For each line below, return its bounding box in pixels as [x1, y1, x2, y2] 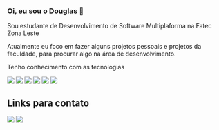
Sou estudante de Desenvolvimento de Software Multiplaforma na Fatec [7, 22, 212, 30]
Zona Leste [7, 29, 39, 37]
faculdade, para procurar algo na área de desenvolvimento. [7, 50, 176, 58]
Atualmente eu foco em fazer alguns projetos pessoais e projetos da [7, 43, 202, 51]
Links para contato [7, 97, 90, 109]
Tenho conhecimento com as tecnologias [7, 63, 125, 72]
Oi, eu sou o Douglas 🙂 [7, 6, 84, 16]
